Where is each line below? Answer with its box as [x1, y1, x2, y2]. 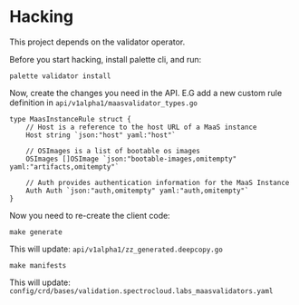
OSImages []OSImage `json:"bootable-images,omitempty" [25, 154, 237, 163]
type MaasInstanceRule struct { [9, 114, 131, 123]
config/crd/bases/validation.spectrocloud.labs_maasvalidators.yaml [9, 286, 274, 296]
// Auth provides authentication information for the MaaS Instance [25, 178, 290, 187]
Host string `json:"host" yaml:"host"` [25, 130, 177, 140]
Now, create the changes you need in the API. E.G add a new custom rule [9, 87, 283, 98]
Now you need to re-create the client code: [9, 210, 170, 221]
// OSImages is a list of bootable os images [25, 146, 201, 155]
